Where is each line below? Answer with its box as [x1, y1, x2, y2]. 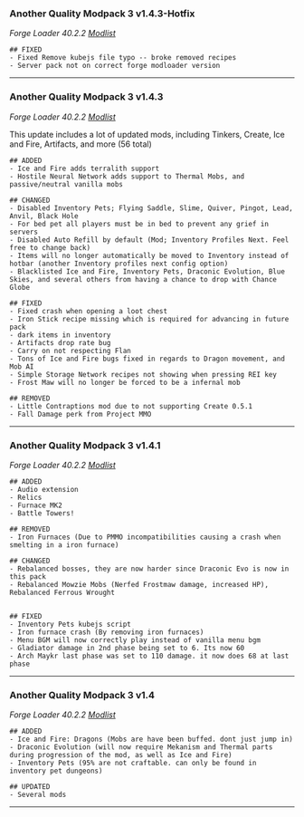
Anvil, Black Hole [9, 211, 79, 220]
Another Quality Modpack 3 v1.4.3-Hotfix [9, 7, 195, 20]
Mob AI [9, 361, 34, 371]
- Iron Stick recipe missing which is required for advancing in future [9, 314, 290, 323]
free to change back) [9, 243, 91, 252]
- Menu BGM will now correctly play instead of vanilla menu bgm [9, 635, 261, 645]
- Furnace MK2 [9, 501, 63, 510]
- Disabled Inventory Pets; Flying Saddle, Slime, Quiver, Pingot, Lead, [9, 203, 294, 213]
